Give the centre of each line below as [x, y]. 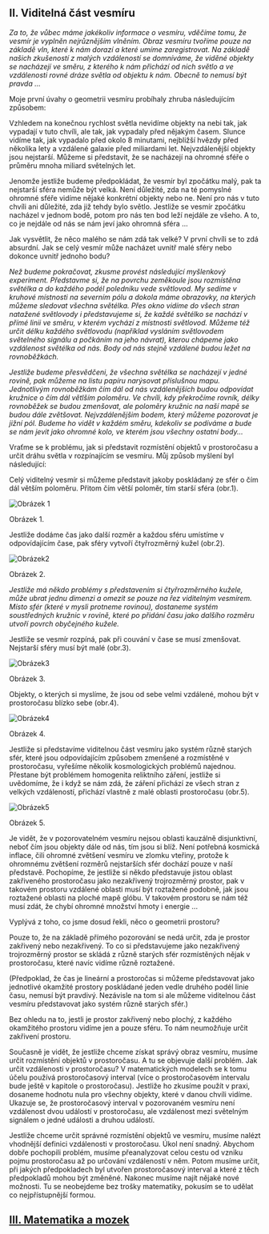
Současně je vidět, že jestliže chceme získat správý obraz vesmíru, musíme [134, 1052]
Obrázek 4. [28, 733]
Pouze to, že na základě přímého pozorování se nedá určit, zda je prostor [130, 937]
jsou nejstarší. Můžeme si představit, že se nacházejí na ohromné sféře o [129, 157]
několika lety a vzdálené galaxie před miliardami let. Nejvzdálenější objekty [132, 148]
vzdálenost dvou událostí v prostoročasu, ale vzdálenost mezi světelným [129, 1111]
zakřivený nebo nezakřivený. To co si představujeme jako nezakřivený [124, 946]
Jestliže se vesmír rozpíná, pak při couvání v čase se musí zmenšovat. [125, 639]
